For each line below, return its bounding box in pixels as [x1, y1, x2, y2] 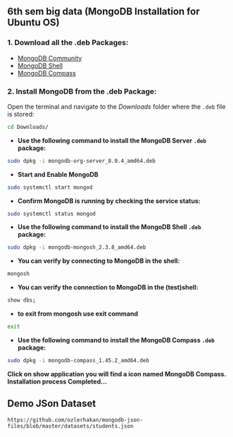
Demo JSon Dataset [7, 398, 96, 410]
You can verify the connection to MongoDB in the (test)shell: [17, 283, 199, 292]
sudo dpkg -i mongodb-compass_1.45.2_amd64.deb [7, 357, 150, 364]
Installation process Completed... [7, 377, 108, 386]
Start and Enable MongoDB [17, 170, 99, 178]
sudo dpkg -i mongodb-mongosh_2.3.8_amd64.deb [7, 244, 146, 251]
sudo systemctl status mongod [7, 210, 96, 217]
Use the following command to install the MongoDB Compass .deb [17, 336, 215, 344]
